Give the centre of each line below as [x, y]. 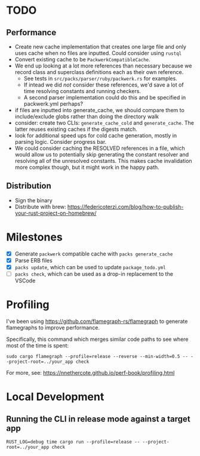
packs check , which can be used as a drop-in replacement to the [94, 274]
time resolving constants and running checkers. [82, 91]
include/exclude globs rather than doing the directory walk [87, 116]
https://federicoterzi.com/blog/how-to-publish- [126, 207]
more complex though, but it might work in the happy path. [87, 167]
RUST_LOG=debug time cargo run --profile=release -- [73, 442]
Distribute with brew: [41, 207]
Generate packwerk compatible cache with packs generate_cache [94, 254]
